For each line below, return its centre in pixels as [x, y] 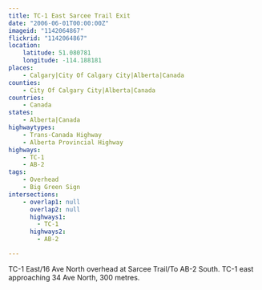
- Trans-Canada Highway [62, 135]
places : [21, 68]
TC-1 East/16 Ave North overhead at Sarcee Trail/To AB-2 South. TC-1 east [131, 268]
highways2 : [48, 232]
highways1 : [48, 217]
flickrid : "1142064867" [48, 38]
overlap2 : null [55, 209]
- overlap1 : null [52, 202]
